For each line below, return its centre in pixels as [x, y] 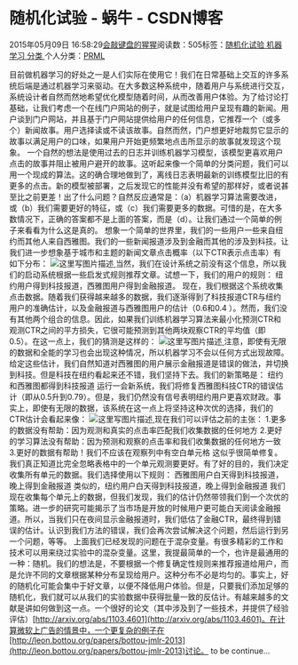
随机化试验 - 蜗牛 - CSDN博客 [116, 18]
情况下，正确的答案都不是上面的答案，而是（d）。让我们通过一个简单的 [145, 219]
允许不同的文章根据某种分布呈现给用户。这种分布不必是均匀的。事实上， [149, 574]
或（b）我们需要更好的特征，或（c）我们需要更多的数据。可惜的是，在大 [142, 208]
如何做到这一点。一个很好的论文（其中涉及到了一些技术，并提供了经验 [161, 608]
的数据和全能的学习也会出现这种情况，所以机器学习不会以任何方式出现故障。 [149, 352]
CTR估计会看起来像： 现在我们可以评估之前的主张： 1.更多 [148, 419]
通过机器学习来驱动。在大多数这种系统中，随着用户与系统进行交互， [164, 85]
